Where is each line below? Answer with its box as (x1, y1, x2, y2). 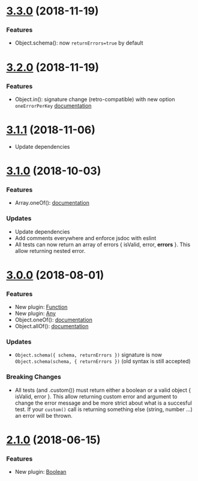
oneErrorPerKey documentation (14, 102, 92, 109)
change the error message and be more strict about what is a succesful (14, 399, 192, 406)
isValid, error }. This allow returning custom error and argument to (14, 393, 178, 400)
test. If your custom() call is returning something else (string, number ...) (14, 405, 193, 413)
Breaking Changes (6, 373, 62, 381)
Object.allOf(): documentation (14, 323, 89, 330)
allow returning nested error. (14, 247, 86, 254)
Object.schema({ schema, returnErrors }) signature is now (14, 351, 163, 359)
